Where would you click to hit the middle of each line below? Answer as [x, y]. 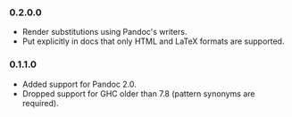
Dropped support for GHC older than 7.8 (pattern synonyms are [138, 93]
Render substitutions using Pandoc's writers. [104, 32]
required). [41, 103]
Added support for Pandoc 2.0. [79, 84]
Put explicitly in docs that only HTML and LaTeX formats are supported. [153, 41]
